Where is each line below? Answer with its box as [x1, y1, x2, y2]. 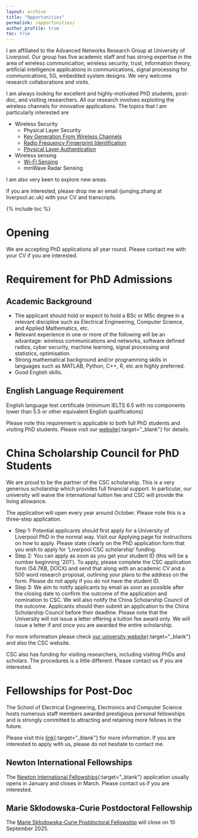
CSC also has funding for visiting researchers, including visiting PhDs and [6, 651, 186, 658]
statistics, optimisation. [14, 350, 71, 357]
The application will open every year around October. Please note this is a [6, 509, 186, 516]
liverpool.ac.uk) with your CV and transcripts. [6, 194, 116, 201]
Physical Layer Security [23, 127, 82, 134]
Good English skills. [14, 369, 63, 376]
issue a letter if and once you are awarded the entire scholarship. [14, 621, 173, 629]
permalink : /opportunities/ [6, 20, 76, 26]
